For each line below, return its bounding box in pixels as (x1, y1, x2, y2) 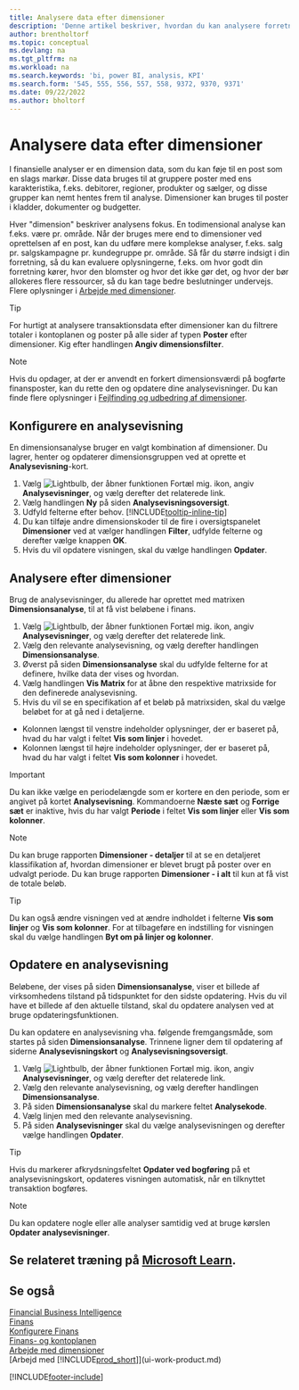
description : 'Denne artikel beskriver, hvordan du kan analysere (9, 21, 261, 30)
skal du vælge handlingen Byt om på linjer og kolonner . (9, 931, 214, 942)
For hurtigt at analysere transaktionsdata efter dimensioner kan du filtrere (9, 320, 279, 331)
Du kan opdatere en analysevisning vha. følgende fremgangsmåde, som (9, 1027, 273, 1038)
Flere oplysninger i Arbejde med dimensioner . (9, 285, 176, 296)
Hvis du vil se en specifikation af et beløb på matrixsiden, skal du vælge (21, 697, 287, 707)
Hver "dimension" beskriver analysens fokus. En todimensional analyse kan (9, 219, 287, 230)
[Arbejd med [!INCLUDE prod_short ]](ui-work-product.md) (9, 1353, 222, 1365)
